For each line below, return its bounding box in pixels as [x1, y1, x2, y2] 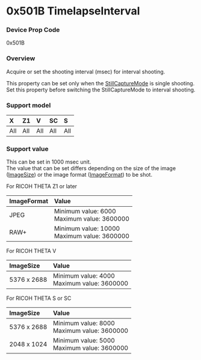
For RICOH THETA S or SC [6, 294, 72, 302]
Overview [6, 54, 36, 63]
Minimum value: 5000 [53, 337, 116, 345]
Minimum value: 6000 [54, 207, 116, 216]
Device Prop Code [6, 26, 60, 34]
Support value [6, 145, 49, 153]
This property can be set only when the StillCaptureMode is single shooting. [6, 79, 195, 87]
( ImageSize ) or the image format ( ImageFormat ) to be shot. [6, 171, 152, 178]
